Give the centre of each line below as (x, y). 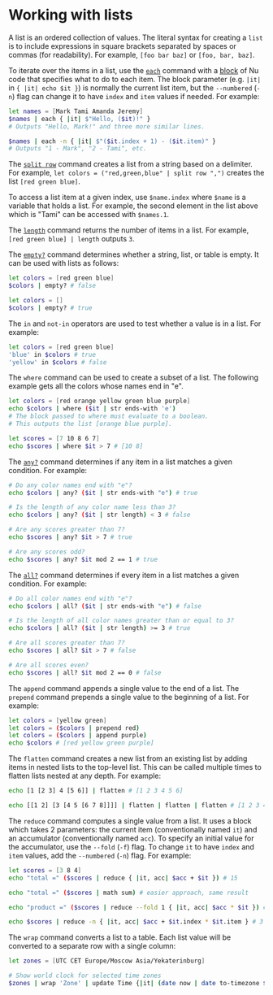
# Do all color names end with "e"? (70, 598)
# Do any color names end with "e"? (70, 485)
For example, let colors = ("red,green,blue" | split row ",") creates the (136, 173)
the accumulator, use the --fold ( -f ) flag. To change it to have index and (131, 846)
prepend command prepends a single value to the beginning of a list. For (129, 697)
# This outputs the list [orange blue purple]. (91, 424)
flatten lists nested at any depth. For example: (85, 776)
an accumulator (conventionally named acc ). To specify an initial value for (131, 838)
